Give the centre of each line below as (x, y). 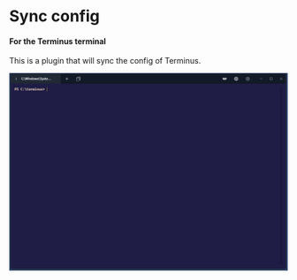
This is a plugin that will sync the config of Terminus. (105, 61)
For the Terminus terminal (57, 41)
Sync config (54, 16)
